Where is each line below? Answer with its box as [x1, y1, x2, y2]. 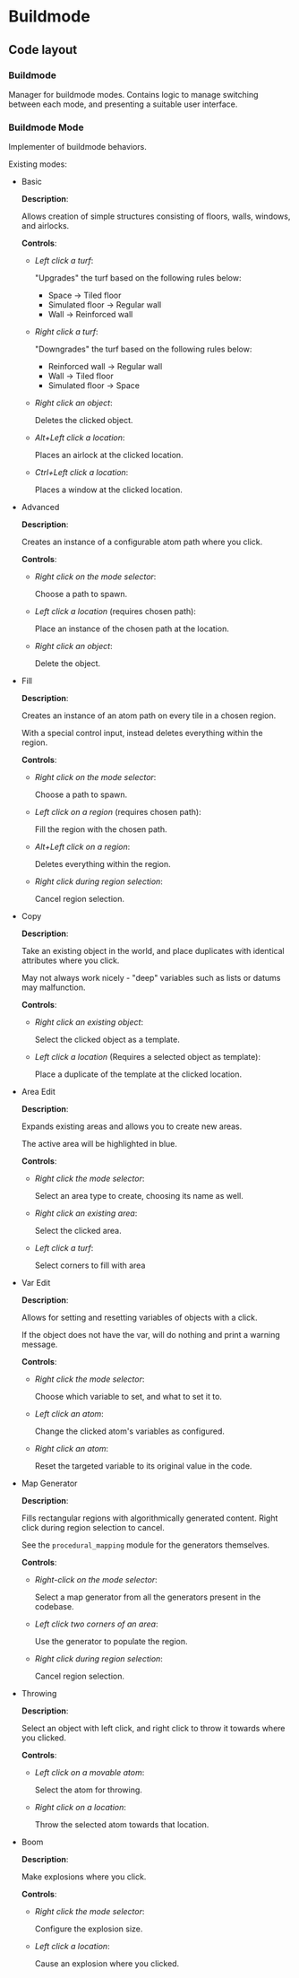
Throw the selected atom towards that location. [34, 1819, 209, 1830]
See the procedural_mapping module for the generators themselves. [21, 1540, 270, 1550]
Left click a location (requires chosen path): [34, 606, 196, 617]
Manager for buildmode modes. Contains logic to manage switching [8, 89, 259, 100]
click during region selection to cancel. [21, 1523, 165, 1533]
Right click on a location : [34, 1802, 127, 1813]
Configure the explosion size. [34, 1923, 143, 1934]
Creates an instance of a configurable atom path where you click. [21, 536, 263, 548]
